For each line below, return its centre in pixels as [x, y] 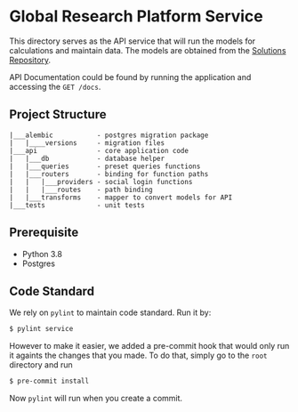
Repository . [30, 60]
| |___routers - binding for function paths [109, 174]
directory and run [41, 365]
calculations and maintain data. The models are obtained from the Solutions [148, 50]
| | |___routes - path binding [81, 190]
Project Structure [58, 114]
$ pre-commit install [49, 381]
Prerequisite [44, 233]
